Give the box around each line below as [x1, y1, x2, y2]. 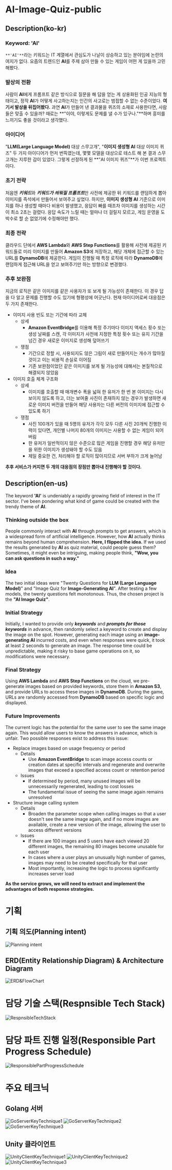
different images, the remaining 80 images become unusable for [28, 843, 164, 849]
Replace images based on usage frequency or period [12, 745, 126, 751]
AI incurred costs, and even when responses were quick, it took [30, 637, 165, 643]
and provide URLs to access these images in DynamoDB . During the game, [5, 689, 164, 695]
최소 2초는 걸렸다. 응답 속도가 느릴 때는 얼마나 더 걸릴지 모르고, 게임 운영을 [10, 209, 160, 215]
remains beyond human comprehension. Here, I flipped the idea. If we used [5, 539, 166, 545]
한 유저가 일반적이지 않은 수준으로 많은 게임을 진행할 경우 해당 [28, 440, 151, 446]
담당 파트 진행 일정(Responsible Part [5, 1034, 156, 1046]
